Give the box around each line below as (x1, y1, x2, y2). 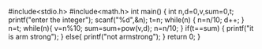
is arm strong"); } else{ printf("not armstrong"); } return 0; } (8, 32, 201, 41)
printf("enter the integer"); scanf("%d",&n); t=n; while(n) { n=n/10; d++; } (8, 15, 245, 24)
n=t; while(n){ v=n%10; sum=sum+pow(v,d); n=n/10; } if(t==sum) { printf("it (8, 24, 254, 32)
